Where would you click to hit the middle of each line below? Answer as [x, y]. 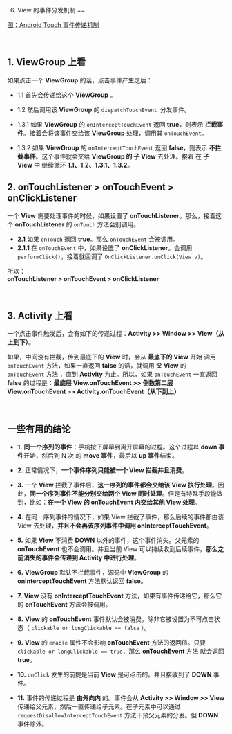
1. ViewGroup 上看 [47, 62]
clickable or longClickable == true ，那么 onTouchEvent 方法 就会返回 [120, 651]
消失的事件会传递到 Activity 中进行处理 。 [81, 558]
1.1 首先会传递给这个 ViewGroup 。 [67, 95]
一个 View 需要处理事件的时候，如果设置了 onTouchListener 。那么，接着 [112, 215]
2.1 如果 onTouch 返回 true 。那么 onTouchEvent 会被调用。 [98, 239]
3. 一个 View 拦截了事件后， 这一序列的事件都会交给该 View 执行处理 [115, 485]
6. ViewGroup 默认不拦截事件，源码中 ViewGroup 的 [93, 573]
